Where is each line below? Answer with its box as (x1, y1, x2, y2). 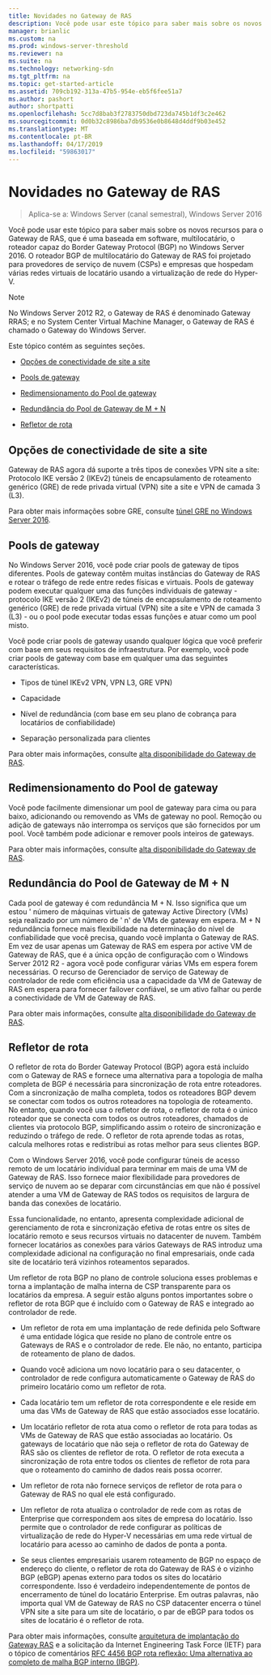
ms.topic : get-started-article (8, 79, 114, 88)
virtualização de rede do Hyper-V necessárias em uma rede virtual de (19, 1531, 252, 1541)
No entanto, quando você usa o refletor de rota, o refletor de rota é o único (8, 1105, 258, 1115)
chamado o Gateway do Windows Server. (8, 325, 146, 335)
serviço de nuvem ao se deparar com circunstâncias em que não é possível (8, 1181, 260, 1191)
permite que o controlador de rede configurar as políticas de (19, 1523, 222, 1532)
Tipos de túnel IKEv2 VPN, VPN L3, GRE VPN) (19, 677, 173, 687)
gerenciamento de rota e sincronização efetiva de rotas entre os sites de (8, 1222, 251, 1233)
